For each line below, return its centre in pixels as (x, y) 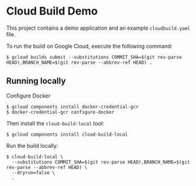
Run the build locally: (32, 145)
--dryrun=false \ (33, 173)
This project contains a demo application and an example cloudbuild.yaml (98, 28)
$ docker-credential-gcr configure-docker (60, 112)
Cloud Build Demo (52, 11)
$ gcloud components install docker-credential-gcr (72, 107)
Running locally (36, 81)
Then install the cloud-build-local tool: (55, 123)
